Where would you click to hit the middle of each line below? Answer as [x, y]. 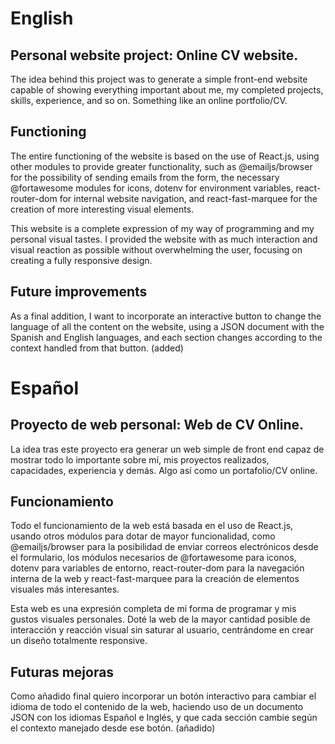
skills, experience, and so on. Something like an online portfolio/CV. [149, 100]
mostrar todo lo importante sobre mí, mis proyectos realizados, [140, 459]
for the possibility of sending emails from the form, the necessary [145, 177]
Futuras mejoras [62, 672]
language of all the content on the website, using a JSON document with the [167, 326]
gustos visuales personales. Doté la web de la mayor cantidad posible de [160, 619]
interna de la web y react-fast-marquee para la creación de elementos [155, 579]
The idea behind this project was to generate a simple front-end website [159, 79]
